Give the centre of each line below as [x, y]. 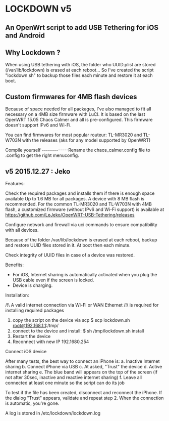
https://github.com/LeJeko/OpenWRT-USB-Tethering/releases [70, 215]
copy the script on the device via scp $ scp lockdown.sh [71, 320]
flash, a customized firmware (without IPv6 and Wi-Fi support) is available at [85, 209]
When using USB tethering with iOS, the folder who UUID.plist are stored [80, 65]
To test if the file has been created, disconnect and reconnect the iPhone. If [84, 393]
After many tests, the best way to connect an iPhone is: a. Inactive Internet [82, 361]
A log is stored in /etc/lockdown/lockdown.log [53, 413]
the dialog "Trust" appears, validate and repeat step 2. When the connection [84, 398]
